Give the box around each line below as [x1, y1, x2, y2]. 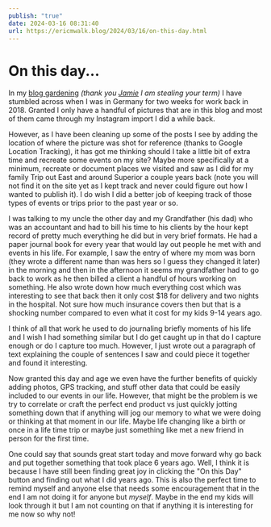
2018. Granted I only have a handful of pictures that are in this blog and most [8, 106, 263, 115]
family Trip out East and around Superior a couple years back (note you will [8, 173, 259, 182]
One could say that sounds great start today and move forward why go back [8, 450, 262, 459]
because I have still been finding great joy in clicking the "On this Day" [8, 466, 242, 476]
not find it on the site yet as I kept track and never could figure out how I [8, 181, 248, 190]
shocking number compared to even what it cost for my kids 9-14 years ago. [8, 308, 262, 318]
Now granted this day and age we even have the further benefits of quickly [8, 374, 258, 383]
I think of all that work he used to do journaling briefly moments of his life [8, 324, 252, 333]
